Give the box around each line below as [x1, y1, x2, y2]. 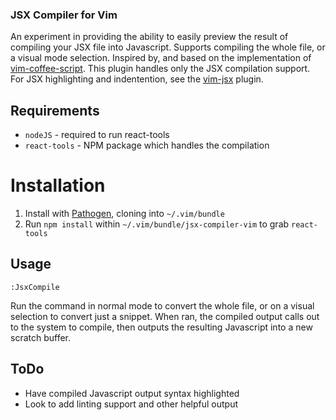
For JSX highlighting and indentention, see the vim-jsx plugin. [10, 73, 264, 85]
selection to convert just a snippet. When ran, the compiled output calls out [10, 310, 320, 322]
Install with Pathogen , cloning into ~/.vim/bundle [24, 208, 225, 220]
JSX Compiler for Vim [10, 8, 118, 22]
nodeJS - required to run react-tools [24, 129, 170, 141]
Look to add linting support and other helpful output [24, 398, 239, 410]
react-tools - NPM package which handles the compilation [24, 139, 270, 152]
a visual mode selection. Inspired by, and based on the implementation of [10, 52, 312, 64]
